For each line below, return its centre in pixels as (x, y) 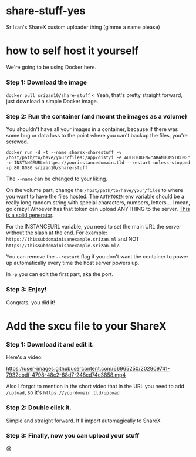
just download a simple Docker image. (52, 102)
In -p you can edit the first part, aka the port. (60, 274)
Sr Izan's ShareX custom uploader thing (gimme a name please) (83, 27)
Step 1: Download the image (46, 82)
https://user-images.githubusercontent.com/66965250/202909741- (88, 369)
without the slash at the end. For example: (57, 233)
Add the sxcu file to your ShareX (87, 326)
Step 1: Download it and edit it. (50, 344)
